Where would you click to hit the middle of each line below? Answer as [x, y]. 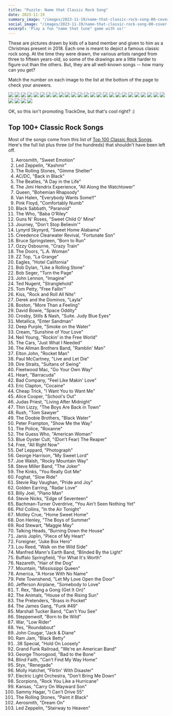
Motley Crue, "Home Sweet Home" [52, 514]
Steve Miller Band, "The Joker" [48, 466]
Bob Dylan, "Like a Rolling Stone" [50, 267]
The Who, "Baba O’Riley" [42, 213]
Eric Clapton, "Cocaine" [40, 385]
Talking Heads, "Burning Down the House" [60, 530]
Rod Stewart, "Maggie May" [45, 525]
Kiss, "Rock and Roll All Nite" [46, 294]
